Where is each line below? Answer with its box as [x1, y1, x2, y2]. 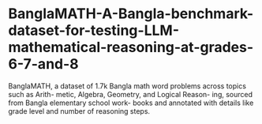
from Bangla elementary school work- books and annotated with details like [8, 98, 254, 107]
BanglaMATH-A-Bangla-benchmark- [8, 5, 254, 23]
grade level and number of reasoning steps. [8, 106, 151, 115]
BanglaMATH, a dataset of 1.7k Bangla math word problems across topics [8, 81, 247, 91]
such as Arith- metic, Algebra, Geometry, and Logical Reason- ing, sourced [8, 89, 253, 99]
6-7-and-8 [8, 55, 79, 73]
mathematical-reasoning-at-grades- [8, 39, 254, 56]
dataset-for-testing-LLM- [8, 21, 180, 39]
